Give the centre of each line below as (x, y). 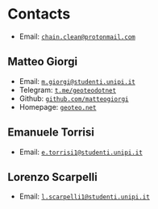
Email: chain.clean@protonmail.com (77, 36)
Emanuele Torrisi (51, 133)
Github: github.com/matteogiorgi (74, 98)
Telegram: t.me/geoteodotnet (68, 90)
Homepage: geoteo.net (58, 107)
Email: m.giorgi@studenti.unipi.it (77, 81)
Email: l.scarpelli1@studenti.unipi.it (84, 196)
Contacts (39, 14)
